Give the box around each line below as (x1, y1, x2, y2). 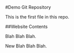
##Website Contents (5, 23, 48, 29)
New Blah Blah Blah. (5, 43, 47, 49)
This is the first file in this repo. (5, 14, 69, 19)
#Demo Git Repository (5, 4, 51, 10)
